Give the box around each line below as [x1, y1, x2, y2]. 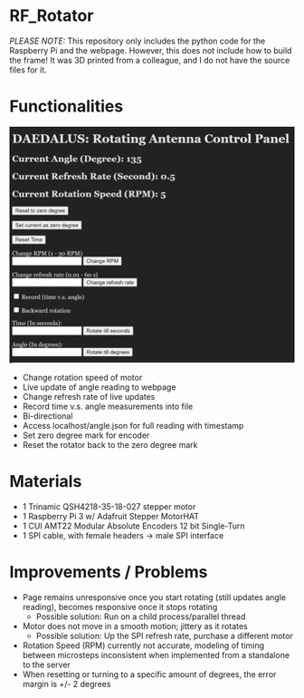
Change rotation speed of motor [22, 373, 143, 383]
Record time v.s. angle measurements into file [22, 401, 194, 412]
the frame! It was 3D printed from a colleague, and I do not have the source [9, 54, 290, 65]
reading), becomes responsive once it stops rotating [22, 601, 218, 612]
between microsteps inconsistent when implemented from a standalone [22, 649, 290, 660]
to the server [22, 659, 71, 670]
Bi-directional [22, 411, 73, 422]
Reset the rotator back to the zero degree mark [22, 440, 198, 451]
